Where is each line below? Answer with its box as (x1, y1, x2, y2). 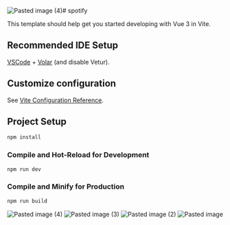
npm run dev (7, 165, 41, 173)
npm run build (7, 198, 48, 204)
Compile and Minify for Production (7, 182, 125, 191)
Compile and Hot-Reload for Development (7, 150, 150, 160)
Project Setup (7, 116, 67, 128)
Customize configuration (7, 78, 117, 89)
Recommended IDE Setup (7, 40, 119, 51)
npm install (7, 134, 41, 141)
